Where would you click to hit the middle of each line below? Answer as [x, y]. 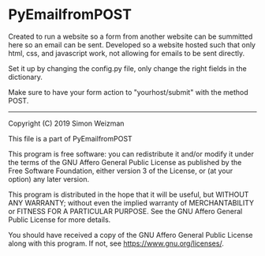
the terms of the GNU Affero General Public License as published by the [125, 162]
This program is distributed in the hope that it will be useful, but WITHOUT [129, 194]
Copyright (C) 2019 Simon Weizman [66, 123]
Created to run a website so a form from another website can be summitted [131, 36]
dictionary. [26, 77]
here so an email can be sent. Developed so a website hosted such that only [132, 44]
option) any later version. [49, 179]
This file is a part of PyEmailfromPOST [70, 138]
